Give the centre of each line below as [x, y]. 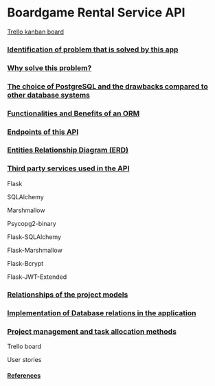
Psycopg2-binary [32, 223]
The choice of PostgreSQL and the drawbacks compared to [107, 86]
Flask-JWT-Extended [37, 277]
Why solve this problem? [49, 68]
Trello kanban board [35, 32]
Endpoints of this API [43, 132]
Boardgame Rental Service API [96, 13]
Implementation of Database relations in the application [102, 313]
